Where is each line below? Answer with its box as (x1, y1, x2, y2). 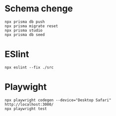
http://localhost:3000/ (4, 102, 54, 107)
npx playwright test (4, 106, 48, 111)
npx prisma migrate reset (4, 23, 58, 29)
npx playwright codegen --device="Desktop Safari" (4, 97, 112, 103)
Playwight (4, 81, 47, 93)
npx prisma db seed (4, 32, 45, 37)
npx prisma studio (4, 28, 43, 33)
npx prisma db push (4, 19, 45, 24)
